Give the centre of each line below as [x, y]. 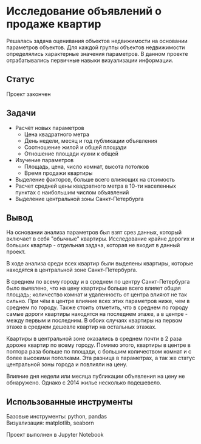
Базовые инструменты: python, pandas [57, 417]
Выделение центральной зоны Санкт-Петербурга [79, 199]
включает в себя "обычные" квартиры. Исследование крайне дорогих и [100, 239]
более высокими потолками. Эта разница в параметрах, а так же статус [101, 358]
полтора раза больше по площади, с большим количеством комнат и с [99, 352]
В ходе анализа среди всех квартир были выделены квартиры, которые [100, 264]
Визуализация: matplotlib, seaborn [50, 423]
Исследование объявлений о [84, 11]
